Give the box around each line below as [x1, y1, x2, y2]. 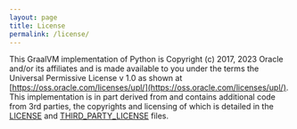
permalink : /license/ [9, 29, 90, 38]
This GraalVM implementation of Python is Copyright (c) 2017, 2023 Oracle [9, 54, 284, 65]
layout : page [9, 12, 58, 22]
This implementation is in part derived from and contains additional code [9, 92, 276, 102]
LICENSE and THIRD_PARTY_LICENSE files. [9, 110, 169, 121]
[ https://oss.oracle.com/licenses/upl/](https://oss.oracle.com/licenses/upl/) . [9, 82, 289, 93]
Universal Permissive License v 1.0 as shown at [9, 73, 183, 84]
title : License [9, 21, 66, 30]
